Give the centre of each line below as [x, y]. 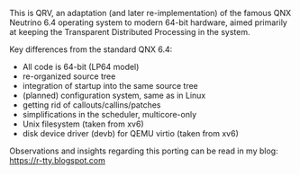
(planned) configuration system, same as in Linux [114, 95]
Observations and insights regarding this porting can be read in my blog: [144, 151]
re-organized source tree [69, 76]
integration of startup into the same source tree [110, 86]
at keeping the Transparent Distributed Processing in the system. [130, 32]
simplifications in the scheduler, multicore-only [109, 114]
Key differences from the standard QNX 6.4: [91, 49]
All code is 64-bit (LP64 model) [81, 67]
